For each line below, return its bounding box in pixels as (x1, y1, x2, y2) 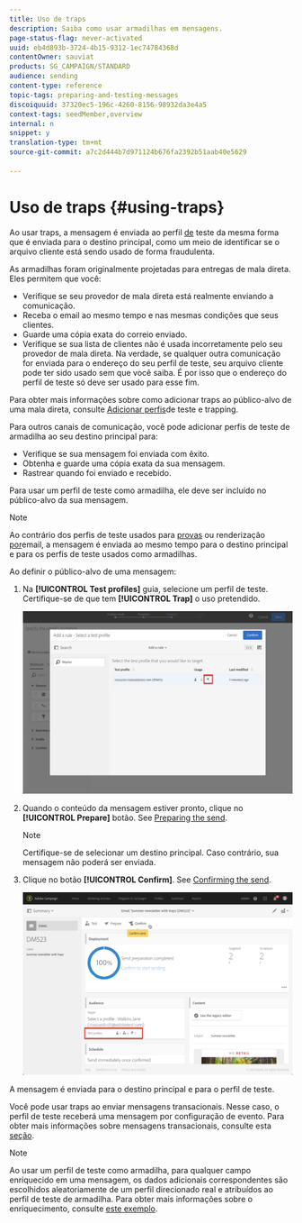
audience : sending (9, 72, 78, 81)
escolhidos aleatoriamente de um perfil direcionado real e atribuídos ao (9, 1183, 274, 1194)
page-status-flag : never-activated (9, 33, 143, 42)
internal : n (9, 119, 54, 128)
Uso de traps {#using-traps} (9, 196, 225, 217)
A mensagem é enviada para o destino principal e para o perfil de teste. (9, 1083, 275, 1094)
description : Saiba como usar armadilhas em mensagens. (9, 23, 223, 33)
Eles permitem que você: (9, 273, 102, 284)
